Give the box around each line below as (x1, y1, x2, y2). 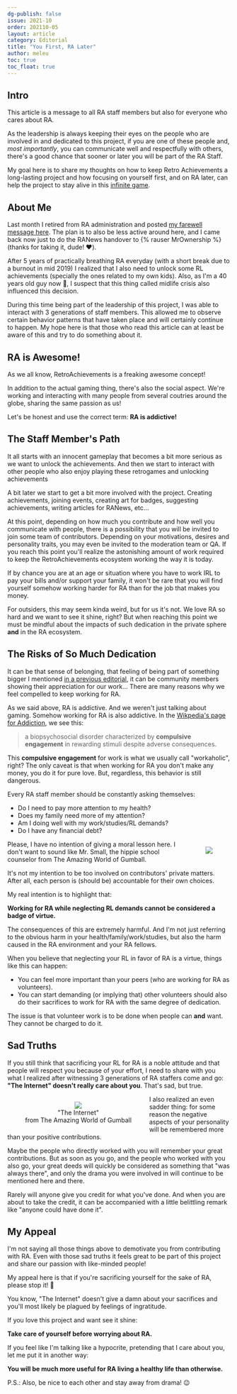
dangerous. (7, 776, 41, 785)
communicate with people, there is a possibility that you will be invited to (7, 524, 219, 533)
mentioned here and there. (7, 1176, 85, 1185)
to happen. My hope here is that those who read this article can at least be (7, 323, 224, 332)
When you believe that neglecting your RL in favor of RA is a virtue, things (7, 953, 222, 962)
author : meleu (7, 50, 50, 57)
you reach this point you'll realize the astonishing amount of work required (7, 547, 224, 555)
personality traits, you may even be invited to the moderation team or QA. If (7, 540, 226, 548)
